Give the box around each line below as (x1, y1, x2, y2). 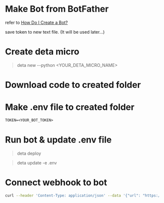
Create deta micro (5, 46, 80, 57)
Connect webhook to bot (5, 177, 107, 188)
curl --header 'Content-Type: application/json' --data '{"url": (5, 193, 141, 198)
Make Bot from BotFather (5, 3, 109, 15)
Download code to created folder (5, 80, 141, 91)
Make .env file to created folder (5, 101, 135, 113)
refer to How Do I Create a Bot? (5, 20, 68, 25)
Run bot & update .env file (5, 134, 112, 145)
